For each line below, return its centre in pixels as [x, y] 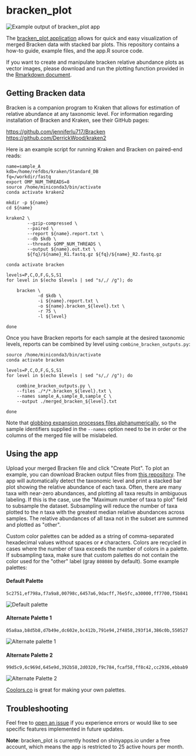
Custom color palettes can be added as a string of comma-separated [90, 536]
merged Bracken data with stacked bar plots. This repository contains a [93, 44]
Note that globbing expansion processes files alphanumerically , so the [91, 423]
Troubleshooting [37, 708]
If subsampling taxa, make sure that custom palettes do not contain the [92, 555]
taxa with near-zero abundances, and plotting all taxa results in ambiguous [97, 493]
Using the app [32, 454]
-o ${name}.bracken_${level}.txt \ [81, 306]
